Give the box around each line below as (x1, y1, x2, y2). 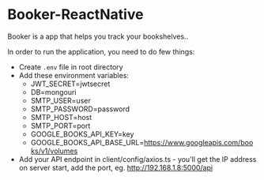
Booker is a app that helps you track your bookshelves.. (7, 32, 189, 41)
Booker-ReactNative (7, 6, 144, 24)
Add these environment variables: (18, 70, 130, 80)
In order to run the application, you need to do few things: (7, 47, 195, 56)
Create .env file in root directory (18, 62, 123, 72)
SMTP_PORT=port (30, 121, 91, 130)
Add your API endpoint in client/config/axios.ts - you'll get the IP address (18, 154, 257, 163)
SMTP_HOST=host (30, 112, 92, 122)
